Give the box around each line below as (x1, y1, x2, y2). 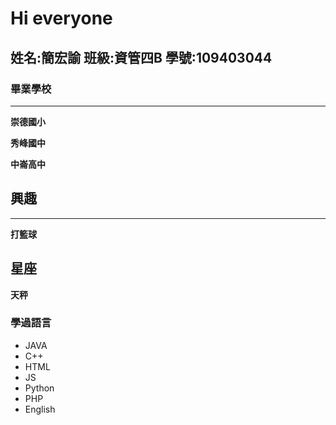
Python (24, 382, 55, 394)
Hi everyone (10, 7, 113, 30)
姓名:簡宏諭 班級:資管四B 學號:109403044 (10, 49, 273, 66)
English (24, 403, 56, 415)
